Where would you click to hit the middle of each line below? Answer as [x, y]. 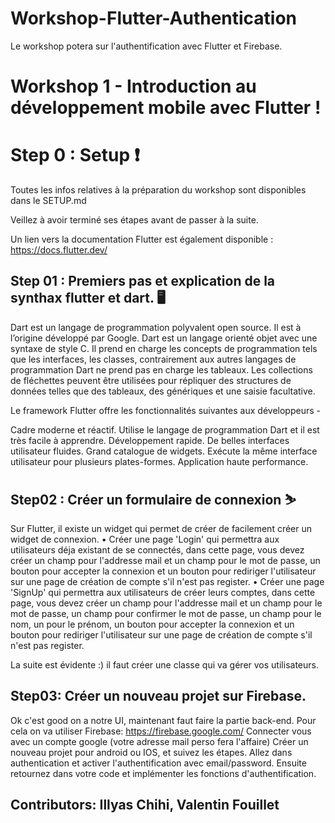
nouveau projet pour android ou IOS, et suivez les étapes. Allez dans [151, 752]
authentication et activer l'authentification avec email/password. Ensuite [158, 763]
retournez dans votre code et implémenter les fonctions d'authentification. [163, 773]
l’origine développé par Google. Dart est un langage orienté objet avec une [164, 338]
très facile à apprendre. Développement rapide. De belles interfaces [150, 440]
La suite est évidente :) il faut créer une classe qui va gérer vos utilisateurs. [164, 664]
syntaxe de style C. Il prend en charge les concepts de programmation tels [164, 348]
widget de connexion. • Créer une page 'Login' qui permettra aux [145, 539]
